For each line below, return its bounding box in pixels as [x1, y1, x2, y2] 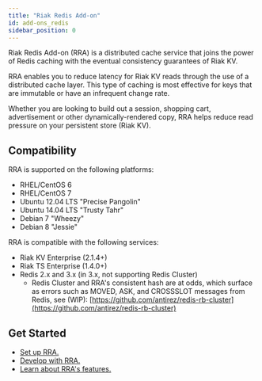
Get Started [8, 326, 66, 340]
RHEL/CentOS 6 [19, 180, 73, 190]
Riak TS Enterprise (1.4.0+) [19, 261, 108, 271]
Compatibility [8, 143, 77, 157]
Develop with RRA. [19, 356, 81, 365]
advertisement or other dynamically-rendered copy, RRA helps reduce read [8, 112, 253, 122]
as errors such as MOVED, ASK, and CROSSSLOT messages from [31, 287, 245, 296]
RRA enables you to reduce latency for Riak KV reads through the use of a [8, 72, 249, 82]
